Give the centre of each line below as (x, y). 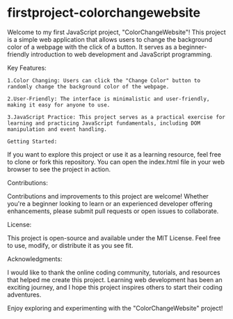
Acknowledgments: (35, 258)
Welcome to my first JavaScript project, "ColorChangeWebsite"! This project (116, 32)
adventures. (24, 295)
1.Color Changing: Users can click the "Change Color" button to (104, 80)
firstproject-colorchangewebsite (104, 13)
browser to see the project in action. (59, 169)
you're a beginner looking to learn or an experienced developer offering (110, 203)
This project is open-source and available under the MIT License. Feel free (114, 238)
